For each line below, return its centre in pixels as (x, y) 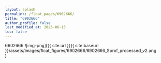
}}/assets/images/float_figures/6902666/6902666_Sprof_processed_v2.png (81, 50)
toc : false (16, 32)
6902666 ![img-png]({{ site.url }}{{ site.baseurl (52, 45)
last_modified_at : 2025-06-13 (36, 27)
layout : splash (20, 9)
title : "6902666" (22, 18)
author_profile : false (28, 23)
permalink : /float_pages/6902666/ (40, 14)
